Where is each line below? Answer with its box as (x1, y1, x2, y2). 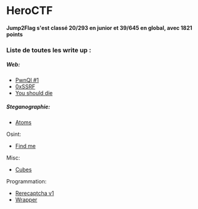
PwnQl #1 (15, 76, 40, 83)
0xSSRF (15, 83, 35, 90)
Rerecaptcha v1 (15, 190, 54, 197)
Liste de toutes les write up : (6, 46, 91, 54)
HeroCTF (6, 4, 53, 18)
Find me (15, 142, 36, 149)
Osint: (6, 130, 21, 138)
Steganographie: (6, 103, 51, 110)
